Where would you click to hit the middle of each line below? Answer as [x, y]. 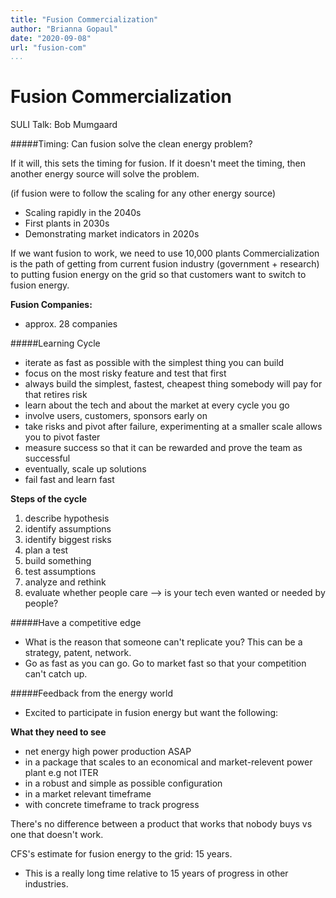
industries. [46, 884]
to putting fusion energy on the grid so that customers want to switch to [158, 275]
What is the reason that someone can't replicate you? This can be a [163, 642]
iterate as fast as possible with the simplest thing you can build [154, 363]
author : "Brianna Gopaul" [64, 29]
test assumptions [60, 572]
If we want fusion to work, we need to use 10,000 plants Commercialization [165, 253]
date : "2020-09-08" [51, 38]
